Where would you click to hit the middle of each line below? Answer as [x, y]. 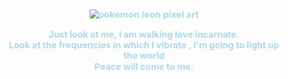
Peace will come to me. [144, 67]
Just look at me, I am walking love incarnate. [144, 34]
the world [144, 56]
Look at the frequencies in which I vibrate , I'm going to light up [144, 45]
